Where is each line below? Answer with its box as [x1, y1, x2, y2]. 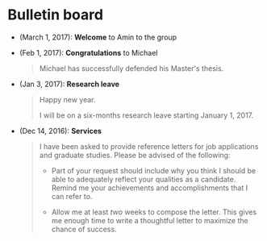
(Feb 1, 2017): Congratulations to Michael [19, 48, 158, 57]
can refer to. [51, 191, 93, 201]
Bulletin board [7, 6, 104, 24]
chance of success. [51, 224, 118, 234]
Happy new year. [39, 94, 96, 104]
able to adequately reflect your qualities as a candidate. [51, 174, 236, 184]
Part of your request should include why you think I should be [51, 165, 256, 175]
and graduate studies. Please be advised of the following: [39, 150, 231, 160]
